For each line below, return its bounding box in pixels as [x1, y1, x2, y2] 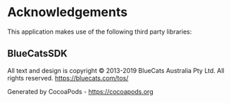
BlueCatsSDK [7, 48, 68, 60]
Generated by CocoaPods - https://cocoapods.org [7, 87, 154, 95]
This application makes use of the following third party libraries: [7, 27, 192, 36]
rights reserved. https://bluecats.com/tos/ [7, 74, 129, 82]
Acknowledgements [7, 4, 128, 20]
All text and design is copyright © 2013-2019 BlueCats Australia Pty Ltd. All [7, 66, 225, 74]
